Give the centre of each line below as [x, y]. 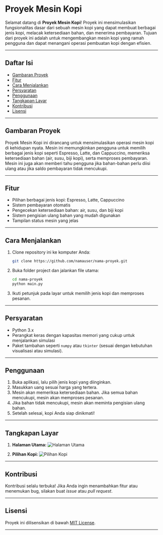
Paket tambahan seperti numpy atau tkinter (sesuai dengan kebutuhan [82, 345]
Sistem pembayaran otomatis [41, 205]
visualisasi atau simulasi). [37, 351]
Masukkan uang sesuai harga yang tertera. [55, 387]
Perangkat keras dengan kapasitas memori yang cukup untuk [73, 335]
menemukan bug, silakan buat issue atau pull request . [59, 491]
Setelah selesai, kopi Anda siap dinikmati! [53, 413]
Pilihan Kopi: [25, 454]
